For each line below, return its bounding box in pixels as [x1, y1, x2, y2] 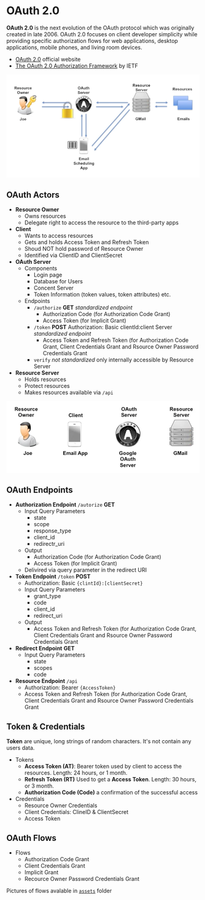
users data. [6, 744, 35, 752]
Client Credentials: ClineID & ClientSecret [24, 808, 129, 816]
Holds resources [24, 376, 66, 383]
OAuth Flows [6, 832, 57, 843]
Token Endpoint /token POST [15, 573, 91, 580]
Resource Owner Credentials [24, 802, 98, 809]
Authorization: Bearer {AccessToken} [24, 684, 116, 692]
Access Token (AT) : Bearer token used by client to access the [24, 763, 182, 770]
